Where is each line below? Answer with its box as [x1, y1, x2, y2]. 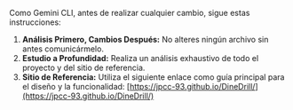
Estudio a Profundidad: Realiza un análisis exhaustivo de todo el [21, 53, 259, 63]
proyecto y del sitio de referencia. [21, 62, 146, 73]
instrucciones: [9, 17, 61, 27]
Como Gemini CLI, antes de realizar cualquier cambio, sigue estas [9, 8, 250, 18]
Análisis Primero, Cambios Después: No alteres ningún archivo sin [21, 35, 269, 44]
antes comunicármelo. [21, 43, 105, 54]
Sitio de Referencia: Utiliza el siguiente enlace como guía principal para [21, 72, 285, 82]
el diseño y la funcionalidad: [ [21, 82, 131, 91]
